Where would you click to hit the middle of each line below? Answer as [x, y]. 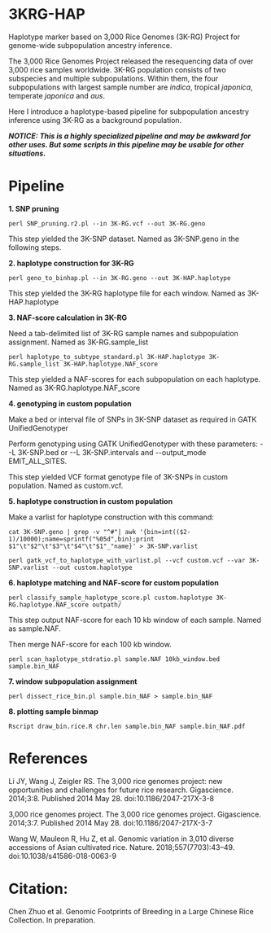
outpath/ [107, 604]
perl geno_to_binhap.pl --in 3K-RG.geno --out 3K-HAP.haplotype [120, 278]
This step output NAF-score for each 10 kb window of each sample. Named [135, 620]
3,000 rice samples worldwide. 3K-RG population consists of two [117, 69]
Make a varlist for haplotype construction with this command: [111, 517]
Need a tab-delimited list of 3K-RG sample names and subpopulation [123, 333]
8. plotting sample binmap [54, 711]
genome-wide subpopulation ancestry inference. [90, 45]
